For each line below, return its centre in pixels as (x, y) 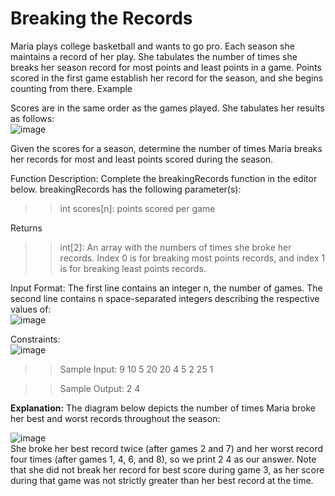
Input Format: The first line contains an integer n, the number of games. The (166, 288)
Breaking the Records (101, 18)
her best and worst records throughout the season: (115, 418)
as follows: (32, 118)
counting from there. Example (71, 88)
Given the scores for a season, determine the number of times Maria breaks (166, 148)
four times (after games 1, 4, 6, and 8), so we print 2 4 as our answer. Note (163, 459)
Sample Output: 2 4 (100, 388)
